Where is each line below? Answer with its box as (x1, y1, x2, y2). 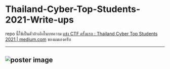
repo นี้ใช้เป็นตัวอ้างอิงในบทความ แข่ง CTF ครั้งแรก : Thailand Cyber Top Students (5, 30, 158, 36)
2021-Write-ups (5, 14, 74, 25)
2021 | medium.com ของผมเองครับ (5, 36, 71, 42)
